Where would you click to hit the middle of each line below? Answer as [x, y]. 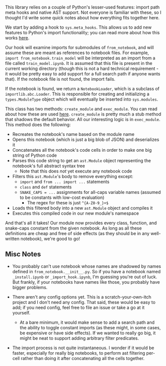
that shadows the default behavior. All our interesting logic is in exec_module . [83, 119]
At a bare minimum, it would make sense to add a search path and [87, 322]
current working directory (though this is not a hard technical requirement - [82, 68]
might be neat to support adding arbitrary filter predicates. [79, 338]
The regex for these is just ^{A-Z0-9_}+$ [68, 203]
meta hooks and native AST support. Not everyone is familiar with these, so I [83, 12]
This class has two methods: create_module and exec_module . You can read [81, 109]
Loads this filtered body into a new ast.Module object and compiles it [82, 208]
